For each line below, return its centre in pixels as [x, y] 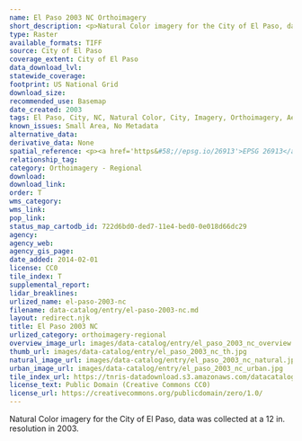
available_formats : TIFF [56, 43]
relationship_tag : [44, 159]
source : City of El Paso [56, 51]
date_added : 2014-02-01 [54, 260]
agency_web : [31, 243]
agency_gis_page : [42, 251]
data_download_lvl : [46, 68]
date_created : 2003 [46, 110]
